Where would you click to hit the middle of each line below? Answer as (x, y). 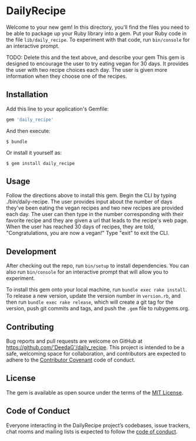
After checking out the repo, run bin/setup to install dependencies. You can (98, 266)
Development (31, 251)
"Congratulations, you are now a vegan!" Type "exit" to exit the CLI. (88, 233)
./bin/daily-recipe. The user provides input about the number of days (89, 202)
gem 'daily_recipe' (30, 120)
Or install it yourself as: (34, 152)
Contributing (30, 327)
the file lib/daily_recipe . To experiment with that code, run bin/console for (98, 39)
